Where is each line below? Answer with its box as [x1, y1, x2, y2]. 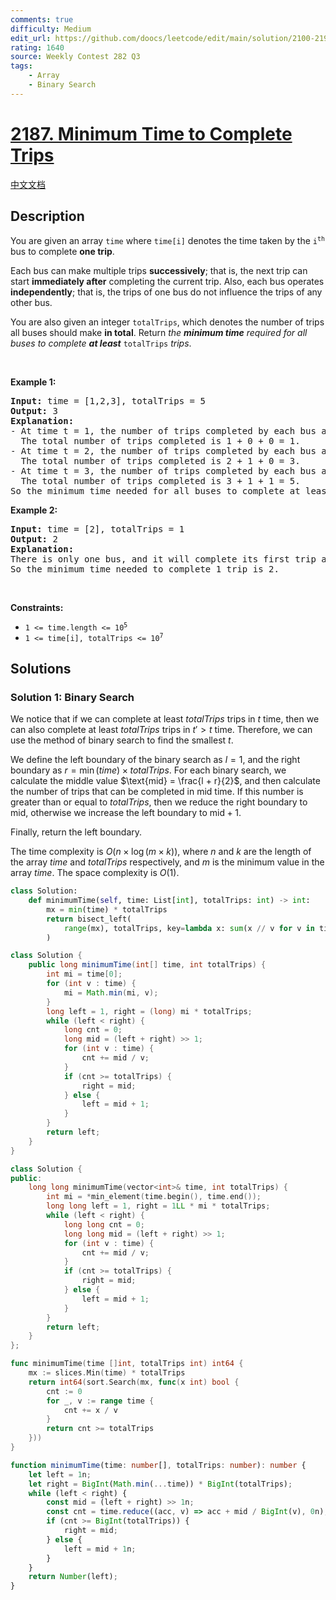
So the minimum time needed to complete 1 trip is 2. [10, 563, 280, 575]
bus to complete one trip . [10, 245, 115, 257]
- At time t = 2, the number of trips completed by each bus [10, 445, 317, 456]
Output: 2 [10, 533, 58, 545]
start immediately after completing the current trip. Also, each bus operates [10, 275, 325, 287]
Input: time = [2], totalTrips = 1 [10, 523, 185, 535]
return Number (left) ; [28, 1572, 118, 1582]
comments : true [10, 14, 74, 25]
